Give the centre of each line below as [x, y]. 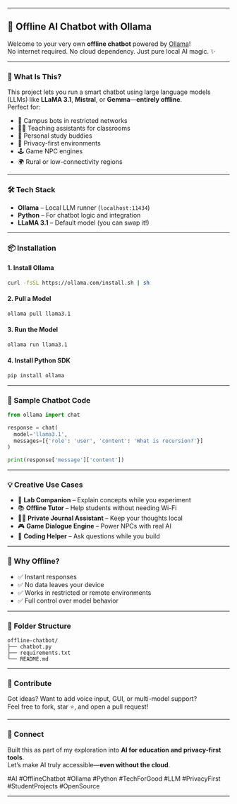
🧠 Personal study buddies [55, 136]
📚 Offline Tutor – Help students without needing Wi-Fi [97, 508]
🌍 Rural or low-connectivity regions [70, 162]
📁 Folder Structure [39, 626]
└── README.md [28, 659]
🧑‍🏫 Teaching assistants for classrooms [74, 129]
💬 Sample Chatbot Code [49, 400]
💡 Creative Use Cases [45, 485]
